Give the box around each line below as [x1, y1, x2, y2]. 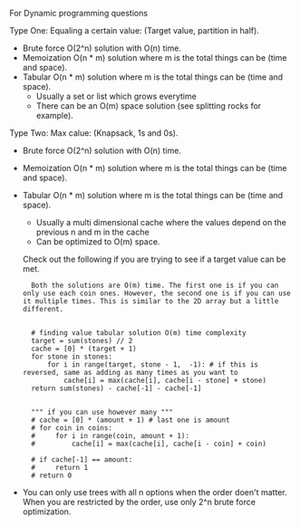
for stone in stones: [31, 352, 113, 361]
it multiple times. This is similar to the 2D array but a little [22, 297, 279, 306]
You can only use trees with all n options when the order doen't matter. [22, 487, 287, 497]
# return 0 [31, 471, 73, 480]
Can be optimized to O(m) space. [35, 236, 160, 247]
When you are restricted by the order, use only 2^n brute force [22, 497, 256, 507]
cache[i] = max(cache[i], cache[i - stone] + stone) [63, 376, 267, 385]
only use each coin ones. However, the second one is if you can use [22, 289, 292, 298]
